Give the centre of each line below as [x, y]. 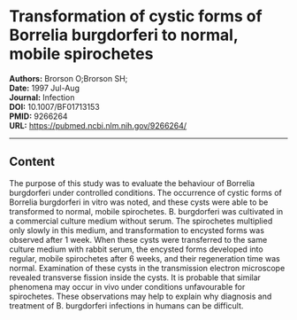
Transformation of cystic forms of [136, 16]
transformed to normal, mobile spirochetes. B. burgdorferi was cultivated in [146, 211]
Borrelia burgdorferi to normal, [124, 35]
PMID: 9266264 [38, 116]
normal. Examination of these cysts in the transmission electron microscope [147, 268]
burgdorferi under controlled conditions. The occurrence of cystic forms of [146, 192]
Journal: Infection [42, 97]
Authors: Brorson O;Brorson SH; [69, 78]
